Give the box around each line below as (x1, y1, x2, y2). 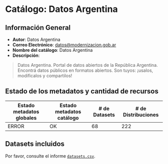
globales (15, 114, 37, 121)
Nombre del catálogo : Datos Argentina (12, 47, 93, 53)
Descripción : (12, 52, 40, 58)
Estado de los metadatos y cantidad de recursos (5, 87, 158, 96)
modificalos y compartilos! (17, 73, 72, 78)
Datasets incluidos (5, 140, 65, 148)
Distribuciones (123, 111, 159, 118)
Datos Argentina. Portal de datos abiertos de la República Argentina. (17, 62, 158, 68)
